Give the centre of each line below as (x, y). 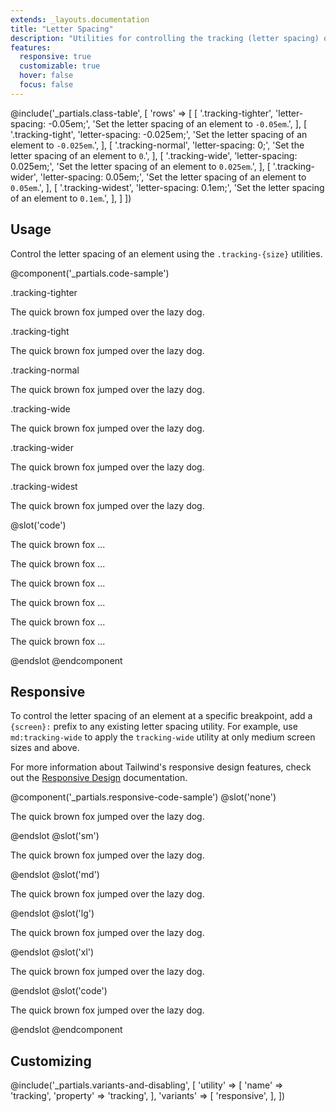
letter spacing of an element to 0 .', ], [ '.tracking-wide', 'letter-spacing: (154, 155)
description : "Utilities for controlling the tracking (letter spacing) (165, 38)
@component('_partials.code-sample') (90, 273)
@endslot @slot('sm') (55, 836)
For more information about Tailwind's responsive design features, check (161, 767)
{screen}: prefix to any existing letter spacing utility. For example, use (154, 727)
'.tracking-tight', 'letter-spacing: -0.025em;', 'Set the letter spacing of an (159, 134)
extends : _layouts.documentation (80, 19)
